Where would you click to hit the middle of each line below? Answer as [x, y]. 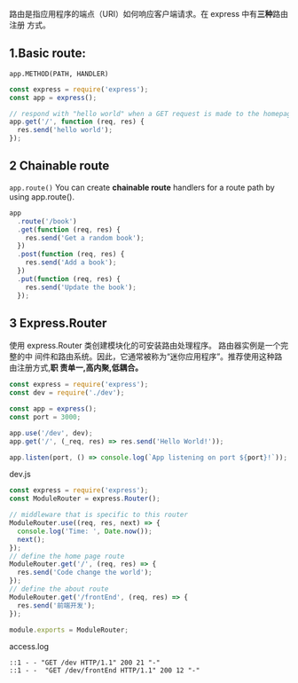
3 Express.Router [58, 323]
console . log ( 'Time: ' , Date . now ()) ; [85, 531]
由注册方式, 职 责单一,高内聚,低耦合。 [76, 368]
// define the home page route [67, 556]
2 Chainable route [59, 166]
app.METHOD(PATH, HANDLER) [59, 74]
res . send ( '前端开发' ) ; [56, 605]
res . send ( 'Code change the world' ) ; [85, 573]
